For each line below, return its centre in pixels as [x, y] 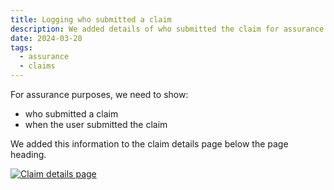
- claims [37, 66]
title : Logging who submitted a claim [91, 19]
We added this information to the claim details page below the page [149, 144]
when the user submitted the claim [96, 124]
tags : [21, 47]
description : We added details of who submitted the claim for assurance [167, 29]
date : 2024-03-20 [46, 38]
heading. [28, 154]
